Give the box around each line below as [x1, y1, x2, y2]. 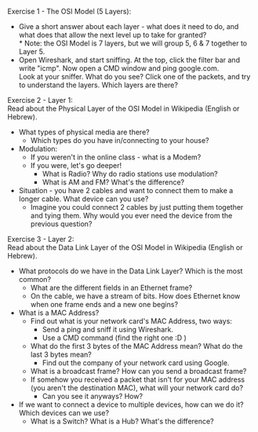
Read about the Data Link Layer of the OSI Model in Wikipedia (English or [7, 243, 243, 252]
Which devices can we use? [18, 408, 110, 417]
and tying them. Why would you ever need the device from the [30, 211, 233, 220]
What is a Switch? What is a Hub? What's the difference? [30, 416, 214, 426]
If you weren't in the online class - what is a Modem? [30, 152, 202, 162]
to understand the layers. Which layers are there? [18, 80, 178, 90]
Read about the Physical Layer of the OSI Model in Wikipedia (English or [7, 104, 240, 113]
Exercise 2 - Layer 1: [7, 96, 73, 104]
